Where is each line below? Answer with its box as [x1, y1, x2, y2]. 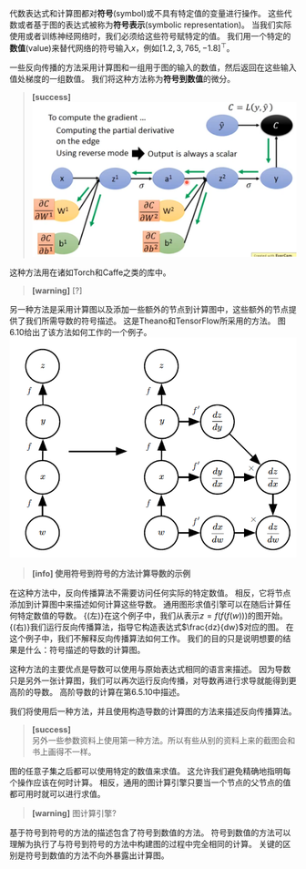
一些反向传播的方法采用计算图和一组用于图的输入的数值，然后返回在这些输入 [9, 62, 297, 73]
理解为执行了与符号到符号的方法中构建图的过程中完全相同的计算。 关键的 [9, 838, 283, 849]
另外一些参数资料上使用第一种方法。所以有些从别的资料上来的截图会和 [31, 734, 296, 745]
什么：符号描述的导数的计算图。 [25, 644, 146, 655]
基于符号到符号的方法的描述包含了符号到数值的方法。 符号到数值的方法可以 [9, 827, 291, 838]
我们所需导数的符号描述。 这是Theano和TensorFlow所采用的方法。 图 [25, 315, 286, 326]
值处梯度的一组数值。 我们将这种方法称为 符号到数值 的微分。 [9, 73, 235, 84]
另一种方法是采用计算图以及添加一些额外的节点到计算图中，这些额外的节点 [9, 303, 289, 314]
